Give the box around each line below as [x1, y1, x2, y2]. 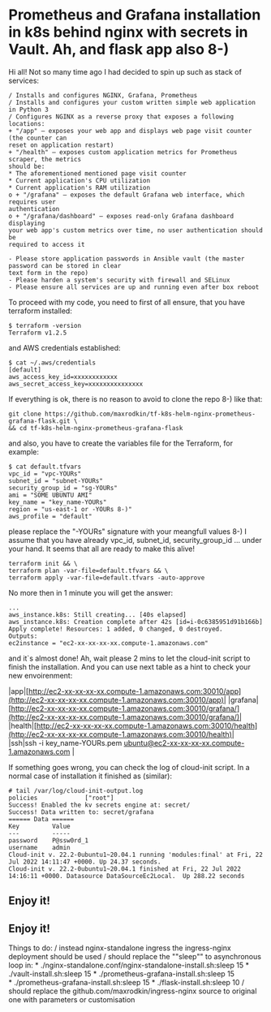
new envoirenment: [8, 670, 73, 680]
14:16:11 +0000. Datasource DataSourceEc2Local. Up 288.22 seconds [8, 872, 245, 880]
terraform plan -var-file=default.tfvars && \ [8, 566, 169, 575]
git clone [8, 410, 42, 418]
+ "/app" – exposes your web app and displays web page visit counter [8, 127, 252, 135]
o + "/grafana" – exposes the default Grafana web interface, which [8, 191, 245, 199]
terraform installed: [8, 306, 73, 316]
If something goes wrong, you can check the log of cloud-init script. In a [8, 762, 250, 772]
